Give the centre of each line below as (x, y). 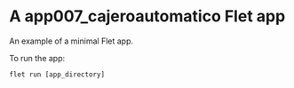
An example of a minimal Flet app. (72, 41)
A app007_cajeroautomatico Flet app (147, 16)
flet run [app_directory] (57, 74)
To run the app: (37, 58)
